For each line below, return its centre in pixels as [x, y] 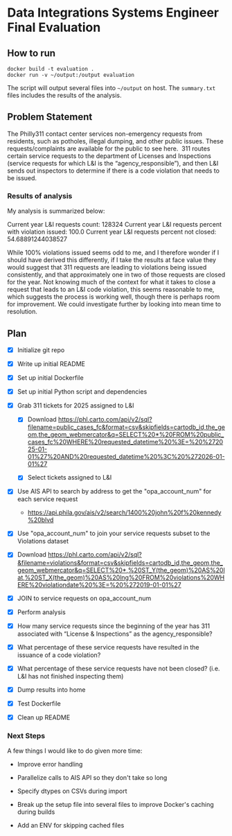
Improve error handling [50, 765]
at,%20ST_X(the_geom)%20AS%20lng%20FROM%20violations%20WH [121, 577]
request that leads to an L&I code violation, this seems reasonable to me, [111, 290]
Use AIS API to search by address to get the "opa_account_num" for [114, 491]
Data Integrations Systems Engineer [113, 13]
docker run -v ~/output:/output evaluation [71, 75]
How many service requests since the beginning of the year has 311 [113, 626]
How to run [32, 53]
